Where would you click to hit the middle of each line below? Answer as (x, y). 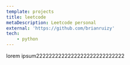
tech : (13, 34)
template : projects (30, 12)
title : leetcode (26, 17)
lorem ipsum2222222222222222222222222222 (66, 56)
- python (27, 39)
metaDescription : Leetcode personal (51, 22)
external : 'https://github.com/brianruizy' (61, 28)
